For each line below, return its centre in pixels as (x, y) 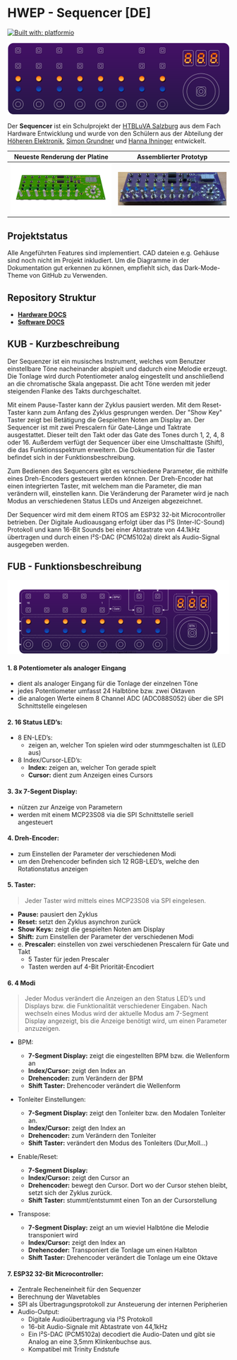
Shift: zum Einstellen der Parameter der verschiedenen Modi (105, 936)
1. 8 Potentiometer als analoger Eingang (67, 668)
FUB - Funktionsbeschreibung (75, 566)
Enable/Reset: (38, 1157)
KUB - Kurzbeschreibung (63, 344)
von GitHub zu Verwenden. (68, 276)
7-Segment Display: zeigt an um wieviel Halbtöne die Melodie (119, 1227)
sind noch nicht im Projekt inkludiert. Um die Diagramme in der (98, 261)
